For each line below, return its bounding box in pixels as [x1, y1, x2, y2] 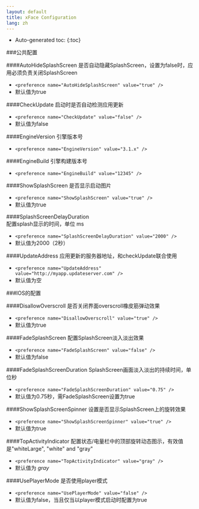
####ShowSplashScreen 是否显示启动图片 [6, 182, 112, 190]
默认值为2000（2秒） [14, 239, 69, 247]
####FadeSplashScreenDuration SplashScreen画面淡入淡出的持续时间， [6, 366, 186, 374]
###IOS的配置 [6, 289, 41, 297]
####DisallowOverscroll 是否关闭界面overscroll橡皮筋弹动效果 [6, 302, 161, 310]
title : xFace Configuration [6, 14, 77, 20]
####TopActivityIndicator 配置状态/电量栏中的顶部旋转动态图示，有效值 [6, 437, 183, 445]
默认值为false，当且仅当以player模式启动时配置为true [14, 496, 147, 504]
